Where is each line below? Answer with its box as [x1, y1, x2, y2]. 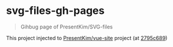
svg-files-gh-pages [6, 4, 105, 17]
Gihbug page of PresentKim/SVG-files [20, 23, 113, 30]
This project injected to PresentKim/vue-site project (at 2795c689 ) [6, 34, 168, 41]
